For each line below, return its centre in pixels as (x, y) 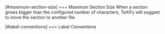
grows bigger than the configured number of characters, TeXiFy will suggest (82, 12)
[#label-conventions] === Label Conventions (51, 27)
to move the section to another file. (41, 17)
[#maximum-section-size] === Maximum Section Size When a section (76, 7)
